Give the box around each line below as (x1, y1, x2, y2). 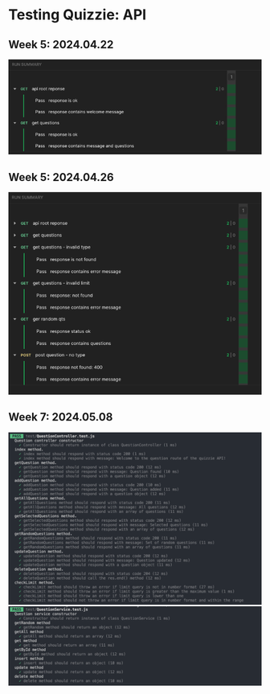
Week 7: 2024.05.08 (8, 410, 113, 424)
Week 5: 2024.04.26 (8, 170, 114, 184)
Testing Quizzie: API (8, 6, 147, 24)
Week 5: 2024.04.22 (8, 38, 114, 51)
